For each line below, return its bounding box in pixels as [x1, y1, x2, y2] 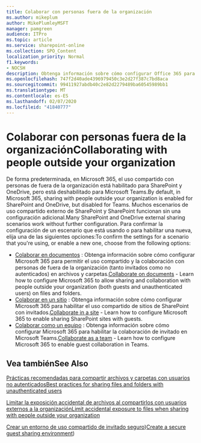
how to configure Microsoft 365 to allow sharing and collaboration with [14, 277, 191, 284]
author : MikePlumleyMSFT [6, 20, 69, 26]
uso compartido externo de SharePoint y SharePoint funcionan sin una [6, 207, 181, 215]
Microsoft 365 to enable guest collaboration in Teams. [14, 341, 149, 348]
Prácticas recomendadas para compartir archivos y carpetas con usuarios [6, 374, 191, 382]
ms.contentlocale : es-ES [6, 93, 69, 99]
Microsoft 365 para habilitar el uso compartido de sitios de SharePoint [14, 303, 189, 310]
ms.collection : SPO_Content [6, 48, 77, 54]
